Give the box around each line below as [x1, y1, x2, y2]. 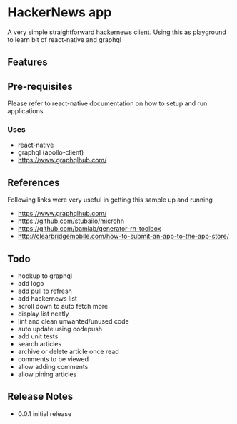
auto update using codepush [17, 325, 103, 333]
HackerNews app [7, 4, 112, 21]
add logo [17, 279, 44, 288]
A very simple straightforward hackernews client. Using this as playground [7, 28, 226, 36]
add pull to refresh [17, 286, 73, 296]
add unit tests [17, 332, 59, 341]
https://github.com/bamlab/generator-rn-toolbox [17, 224, 161, 233]
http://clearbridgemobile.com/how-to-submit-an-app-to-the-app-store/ [17, 232, 230, 241]
